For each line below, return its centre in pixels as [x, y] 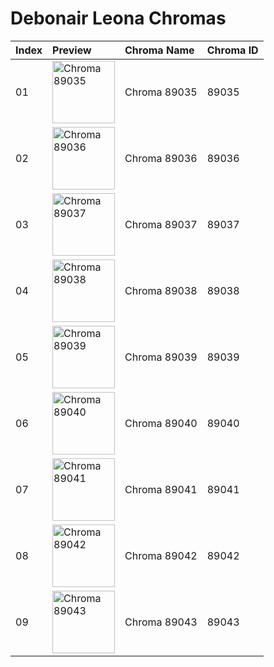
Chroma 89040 [161, 423]
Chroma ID [232, 50]
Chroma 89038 [161, 290]
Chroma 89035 [161, 92]
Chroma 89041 [161, 489]
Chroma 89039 [161, 357]
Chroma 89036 [161, 158]
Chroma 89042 [161, 555]
